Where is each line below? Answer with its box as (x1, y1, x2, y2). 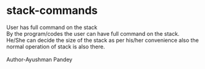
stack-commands (6, 4, 98, 18)
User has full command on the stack (6, 24, 98, 31)
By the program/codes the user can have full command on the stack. (6, 30, 180, 37)
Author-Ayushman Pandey (6, 56, 73, 63)
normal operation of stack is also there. (6, 43, 105, 50)
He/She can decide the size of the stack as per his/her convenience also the (6, 36, 199, 44)
